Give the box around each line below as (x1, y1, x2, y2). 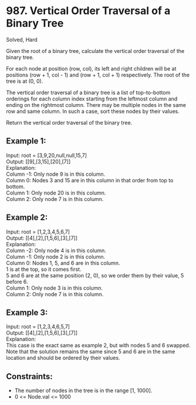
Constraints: (6, 371, 53, 381)
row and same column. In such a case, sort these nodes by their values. (6, 108, 180, 115)
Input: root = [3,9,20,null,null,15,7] (6, 152, 87, 159)
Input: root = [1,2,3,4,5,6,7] (6, 228, 70, 235)
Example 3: (6, 307, 48, 317)
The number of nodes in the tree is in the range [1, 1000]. (14, 387, 153, 394)
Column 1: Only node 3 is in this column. (6, 284, 103, 292)
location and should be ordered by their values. (6, 354, 120, 362)
